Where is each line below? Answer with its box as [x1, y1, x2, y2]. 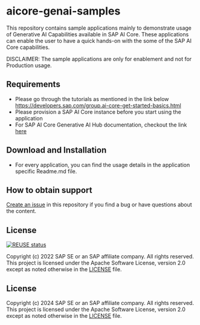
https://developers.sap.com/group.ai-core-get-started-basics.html [15, 102, 181, 109]
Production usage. [6, 62, 53, 69]
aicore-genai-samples [6, 4, 121, 18]
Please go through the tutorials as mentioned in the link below [15, 95, 169, 102]
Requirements [6, 79, 60, 90]
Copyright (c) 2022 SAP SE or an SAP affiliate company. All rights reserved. [6, 253, 195, 260]
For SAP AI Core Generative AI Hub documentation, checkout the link [15, 121, 187, 128]
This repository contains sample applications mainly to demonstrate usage [6, 24, 192, 31]
